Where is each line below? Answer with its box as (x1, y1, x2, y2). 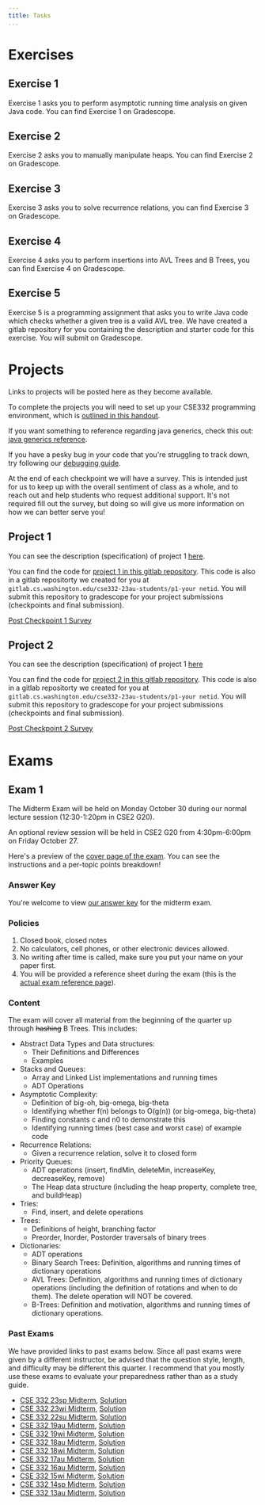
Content (8, 997, 41, 1008)
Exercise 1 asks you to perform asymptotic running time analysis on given (8, 98, 248, 108)
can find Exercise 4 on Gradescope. (8, 264, 125, 273)
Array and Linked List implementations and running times (31, 1073, 218, 1082)
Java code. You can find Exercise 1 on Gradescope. (8, 106, 176, 116)
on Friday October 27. (8, 836, 79, 846)
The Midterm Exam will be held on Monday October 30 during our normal (8, 804, 248, 813)
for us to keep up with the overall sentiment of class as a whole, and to (8, 482, 239, 491)
